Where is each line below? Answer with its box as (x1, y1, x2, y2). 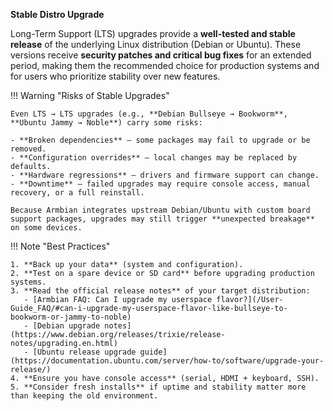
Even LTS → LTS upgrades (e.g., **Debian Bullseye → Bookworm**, (10, 109, 288, 119)
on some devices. (10, 223, 83, 233)
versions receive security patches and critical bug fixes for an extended (10, 49, 312, 61)
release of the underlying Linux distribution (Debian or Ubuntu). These (10, 39, 302, 50)
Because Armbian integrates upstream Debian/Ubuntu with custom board (10, 205, 311, 215)
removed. (10, 144, 47, 154)
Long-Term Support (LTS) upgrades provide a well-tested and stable (10, 28, 296, 39)
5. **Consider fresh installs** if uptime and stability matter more (10, 382, 307, 392)
